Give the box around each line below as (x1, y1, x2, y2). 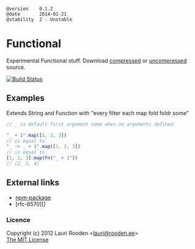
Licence (6, 215, 31, 224)
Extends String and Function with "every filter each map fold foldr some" (6, 109, 189, 116)
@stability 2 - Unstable (6, 17, 72, 23)
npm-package (15, 193, 51, 201)
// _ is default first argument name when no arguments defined (6, 121, 174, 127)
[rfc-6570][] (15, 200, 46, 207)
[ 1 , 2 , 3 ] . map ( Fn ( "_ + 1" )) (6, 155, 78, 162)
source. (6, 63, 26, 70)
